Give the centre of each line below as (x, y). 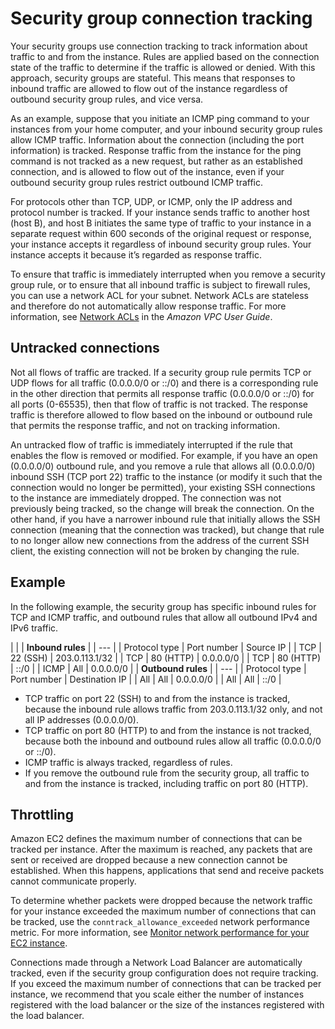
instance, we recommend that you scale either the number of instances (157, 994)
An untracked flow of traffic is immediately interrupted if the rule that (151, 444)
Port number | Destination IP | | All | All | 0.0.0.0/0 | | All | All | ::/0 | (146, 679)
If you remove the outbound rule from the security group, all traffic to (167, 773)
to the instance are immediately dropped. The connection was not (146, 498)
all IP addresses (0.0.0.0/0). (81, 719)
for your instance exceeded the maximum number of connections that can (163, 911)
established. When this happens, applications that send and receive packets (167, 871)
